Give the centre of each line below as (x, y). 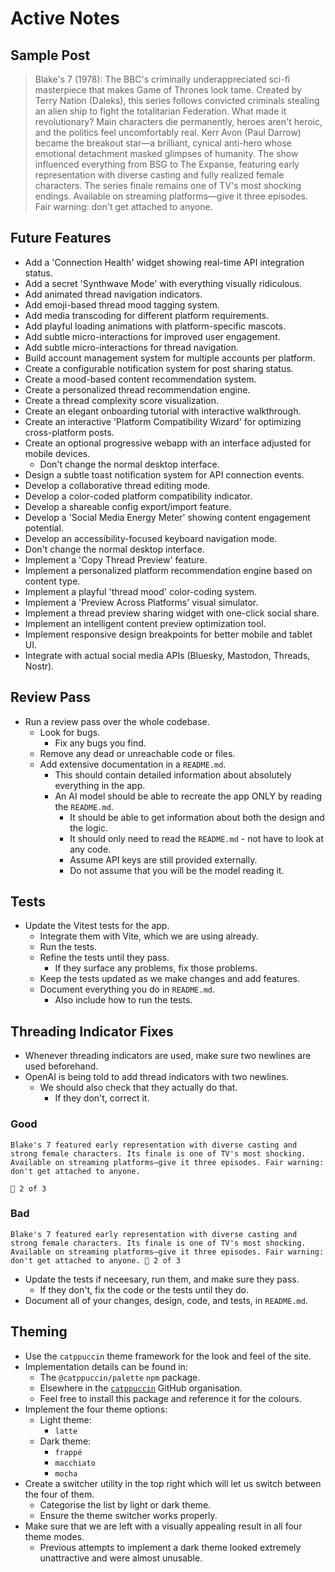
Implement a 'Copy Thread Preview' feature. (116, 559)
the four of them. (59, 1494)
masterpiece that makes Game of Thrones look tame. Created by (168, 90)
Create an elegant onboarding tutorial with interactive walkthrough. (163, 411)
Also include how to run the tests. (123, 1000)
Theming (39, 1332)
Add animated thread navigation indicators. (113, 294)
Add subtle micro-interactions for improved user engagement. (152, 336)
